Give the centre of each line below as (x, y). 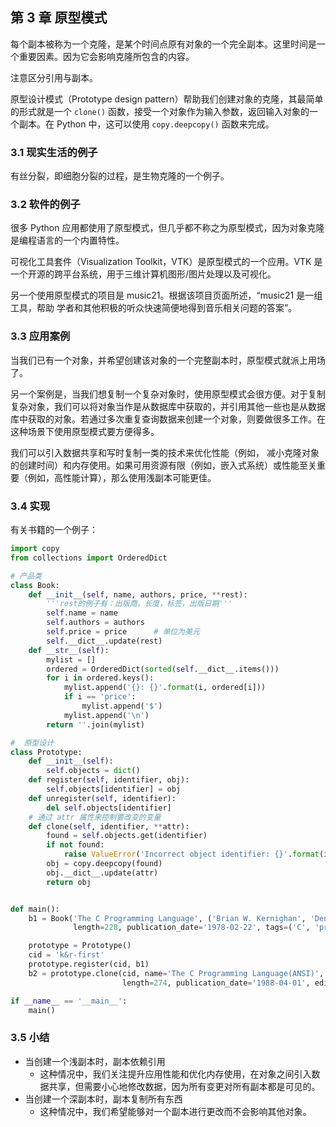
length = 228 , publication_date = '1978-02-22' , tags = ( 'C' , (192, 928)
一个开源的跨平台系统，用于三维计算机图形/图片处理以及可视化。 (143, 274)
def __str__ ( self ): (69, 650)
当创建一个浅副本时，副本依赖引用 (95, 1061)
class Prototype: (46, 752)
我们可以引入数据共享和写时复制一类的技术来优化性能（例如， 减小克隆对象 (165, 452)
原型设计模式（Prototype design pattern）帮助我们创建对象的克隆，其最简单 (167, 99)
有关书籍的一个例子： (54, 529)
